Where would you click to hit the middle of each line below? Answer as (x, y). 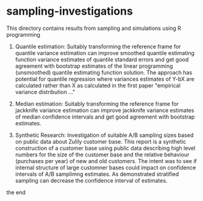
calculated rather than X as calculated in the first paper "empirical (98, 85)
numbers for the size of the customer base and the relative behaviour (102, 155)
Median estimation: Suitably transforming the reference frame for (97, 104)
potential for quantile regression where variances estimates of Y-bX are (105, 79)
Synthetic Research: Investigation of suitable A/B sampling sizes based (104, 135)
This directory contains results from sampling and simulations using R (94, 28)
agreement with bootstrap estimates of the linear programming (94, 66)
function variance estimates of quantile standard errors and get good (102, 59)
